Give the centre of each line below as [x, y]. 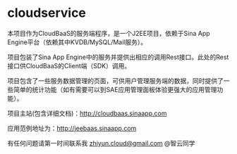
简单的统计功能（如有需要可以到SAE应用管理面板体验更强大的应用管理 [115, 89]
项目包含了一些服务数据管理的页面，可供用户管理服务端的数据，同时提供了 [115, 81]
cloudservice [47, 13]
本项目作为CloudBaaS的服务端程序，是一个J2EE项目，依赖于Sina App [109, 33]
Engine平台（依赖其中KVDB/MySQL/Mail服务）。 [77, 42]
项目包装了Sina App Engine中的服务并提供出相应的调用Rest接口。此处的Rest [118, 57]
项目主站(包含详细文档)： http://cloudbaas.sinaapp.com [87, 113]
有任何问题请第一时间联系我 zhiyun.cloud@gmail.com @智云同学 [101, 143]
